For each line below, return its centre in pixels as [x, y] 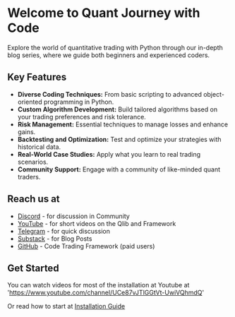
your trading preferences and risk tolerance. [82, 116]
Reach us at [34, 199]
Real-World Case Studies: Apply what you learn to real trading [109, 154]
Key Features [37, 77]
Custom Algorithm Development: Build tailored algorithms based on [117, 109]
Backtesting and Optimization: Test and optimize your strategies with [119, 139]
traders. [29, 177]
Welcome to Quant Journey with [104, 13]
